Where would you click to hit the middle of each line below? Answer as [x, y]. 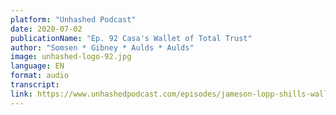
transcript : [35, 85]
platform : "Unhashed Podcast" [73, 19]
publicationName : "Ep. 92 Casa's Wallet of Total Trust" [131, 38]
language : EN [37, 66]
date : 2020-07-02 [46, 29]
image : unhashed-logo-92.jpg [71, 57]
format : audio [40, 76]
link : [21, 94]
